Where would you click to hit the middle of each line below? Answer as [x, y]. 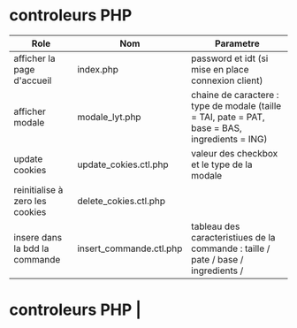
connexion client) [227, 80]
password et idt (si [230, 58]
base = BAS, [217, 127]
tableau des [216, 226]
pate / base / [217, 259]
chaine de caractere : [235, 95]
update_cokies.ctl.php [123, 164]
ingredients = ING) [229, 139]
